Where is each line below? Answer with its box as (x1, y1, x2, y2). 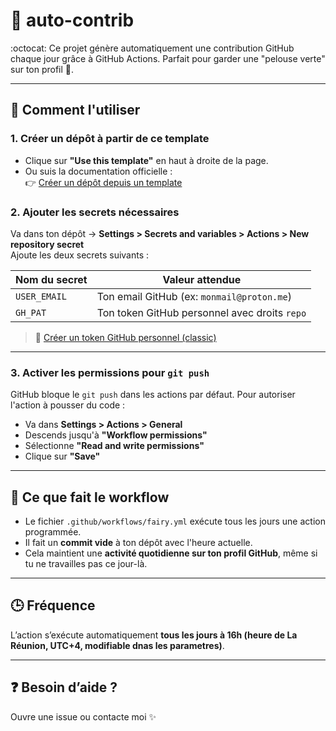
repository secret (10, 238, 85, 250)
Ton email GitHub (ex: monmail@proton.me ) (96, 289, 292, 303)
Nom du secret (15, 272, 88, 286)
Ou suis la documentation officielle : (24, 165, 173, 177)
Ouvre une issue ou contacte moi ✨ (10, 710, 157, 723)
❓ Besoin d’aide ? (10, 679, 118, 696)
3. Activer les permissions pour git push (10, 365, 210, 379)
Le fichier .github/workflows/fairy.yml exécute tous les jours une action (24, 515, 326, 528)
